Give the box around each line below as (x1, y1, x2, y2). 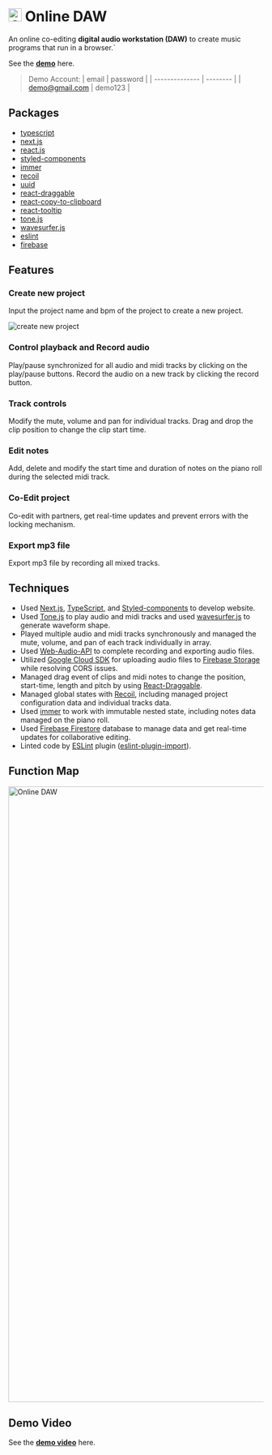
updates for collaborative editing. (19, 732, 131, 742)
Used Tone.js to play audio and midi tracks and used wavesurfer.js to (19, 611, 251, 621)
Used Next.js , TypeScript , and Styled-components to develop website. (19, 603, 256, 613)
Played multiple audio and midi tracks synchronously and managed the (19, 628, 257, 639)
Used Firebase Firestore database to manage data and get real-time (19, 723, 247, 733)
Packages (8, 106, 59, 120)
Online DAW (24, 7, 108, 26)
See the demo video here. (8, 1438, 96, 1448)
